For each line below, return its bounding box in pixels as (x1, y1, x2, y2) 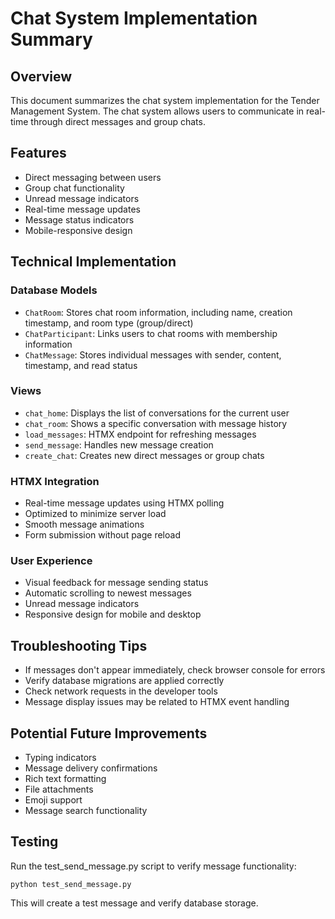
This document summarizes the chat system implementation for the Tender (10, 95, 320, 106)
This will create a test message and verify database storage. (10, 897, 259, 909)
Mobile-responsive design (24, 224, 133, 236)
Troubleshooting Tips (10, 637, 148, 654)
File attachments (24, 783, 94, 796)
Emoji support (24, 794, 83, 806)
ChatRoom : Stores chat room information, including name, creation (24, 306, 293, 318)
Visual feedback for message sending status (24, 577, 209, 589)
